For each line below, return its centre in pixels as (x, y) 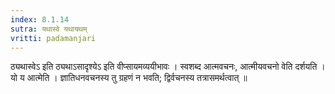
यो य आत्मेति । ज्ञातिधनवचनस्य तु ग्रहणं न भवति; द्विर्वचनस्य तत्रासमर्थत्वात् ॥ (129, 78)
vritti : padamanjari (53, 38)
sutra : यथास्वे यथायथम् (49, 29)
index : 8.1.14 (40, 19)
